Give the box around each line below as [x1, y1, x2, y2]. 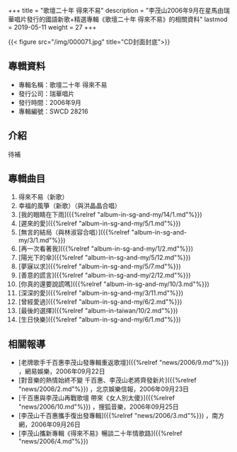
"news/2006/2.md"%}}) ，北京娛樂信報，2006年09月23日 [18, 385, 190, 393]
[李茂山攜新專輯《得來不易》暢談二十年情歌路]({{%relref [18, 429, 183, 438]
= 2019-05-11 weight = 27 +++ [8, 23, 97, 31]
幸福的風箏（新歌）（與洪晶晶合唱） [18, 201, 121, 210]
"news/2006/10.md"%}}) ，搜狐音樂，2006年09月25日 [18, 402, 179, 411]
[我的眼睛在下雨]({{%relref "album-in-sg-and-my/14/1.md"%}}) [18, 210, 202, 219]
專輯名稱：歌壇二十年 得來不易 [18, 80, 108, 89]
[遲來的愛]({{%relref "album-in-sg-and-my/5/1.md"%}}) [18, 219, 181, 228]
